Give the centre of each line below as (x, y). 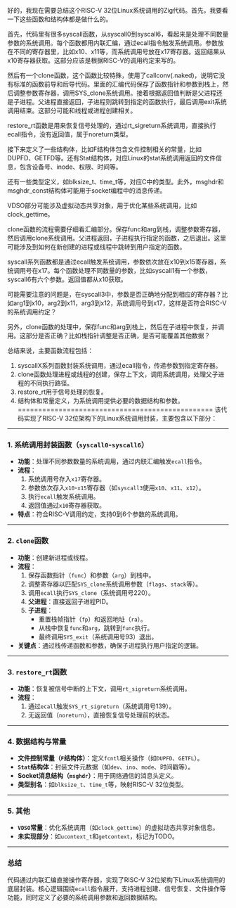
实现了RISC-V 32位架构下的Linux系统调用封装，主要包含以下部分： (120, 418)
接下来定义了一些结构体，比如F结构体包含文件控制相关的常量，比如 (105, 149)
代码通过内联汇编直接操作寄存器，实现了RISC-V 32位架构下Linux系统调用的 (116, 880)
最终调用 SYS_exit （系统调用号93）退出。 (98, 637)
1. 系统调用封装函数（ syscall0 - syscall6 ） (78, 445)
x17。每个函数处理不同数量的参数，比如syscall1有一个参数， (125, 270)
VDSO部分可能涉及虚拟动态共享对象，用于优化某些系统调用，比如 (102, 205)
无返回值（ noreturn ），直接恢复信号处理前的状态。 (100, 715)
